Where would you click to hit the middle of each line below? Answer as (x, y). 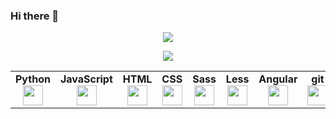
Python (33, 79)
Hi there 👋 (35, 16)
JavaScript (86, 79)
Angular (278, 79)
